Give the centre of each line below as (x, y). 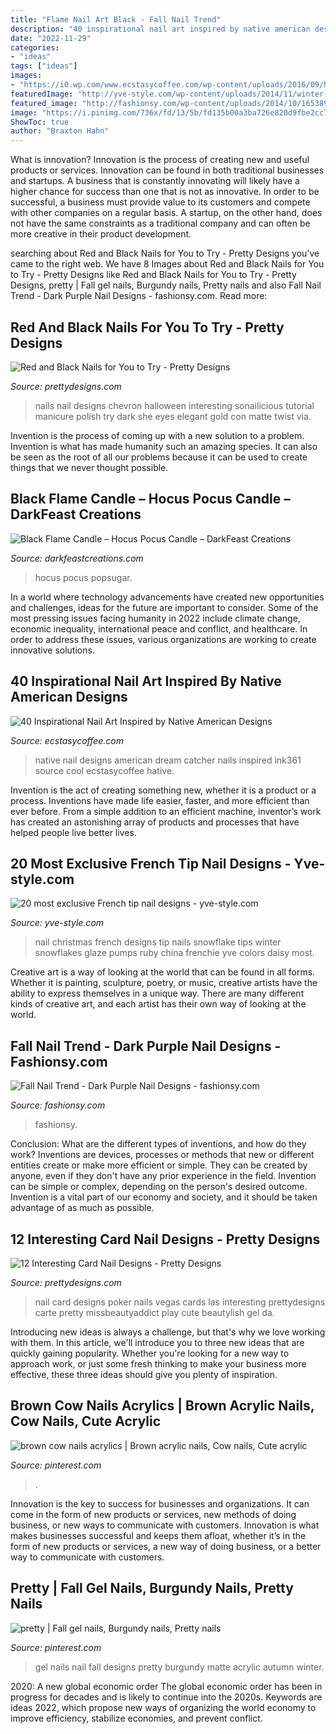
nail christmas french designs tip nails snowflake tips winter (158, 942)
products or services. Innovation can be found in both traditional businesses (167, 170)
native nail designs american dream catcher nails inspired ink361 (168, 760)
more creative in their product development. (101, 234)
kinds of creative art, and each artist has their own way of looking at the (158, 1004)
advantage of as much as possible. (82, 1208)
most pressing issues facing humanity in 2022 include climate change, (155, 618)
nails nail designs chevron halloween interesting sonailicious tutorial (174, 405)
